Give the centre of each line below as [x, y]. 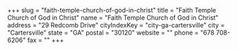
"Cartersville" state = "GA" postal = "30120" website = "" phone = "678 [111, 32]
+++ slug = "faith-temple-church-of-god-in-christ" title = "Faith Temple [112, 10]
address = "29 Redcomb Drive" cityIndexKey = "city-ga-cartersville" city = [116, 25]
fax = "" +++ [46, 40]
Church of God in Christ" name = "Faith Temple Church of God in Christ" [113, 18]
